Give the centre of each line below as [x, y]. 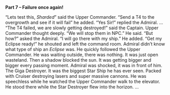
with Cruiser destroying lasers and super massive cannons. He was [76, 76]
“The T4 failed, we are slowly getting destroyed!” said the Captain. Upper [82, 28]
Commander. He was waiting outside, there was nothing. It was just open [82, 55]
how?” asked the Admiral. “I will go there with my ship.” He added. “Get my [84, 38]
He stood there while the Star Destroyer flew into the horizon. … [72, 87]
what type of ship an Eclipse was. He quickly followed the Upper [73, 49]
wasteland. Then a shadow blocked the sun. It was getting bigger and [78, 60]
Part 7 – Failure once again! [34, 7]
